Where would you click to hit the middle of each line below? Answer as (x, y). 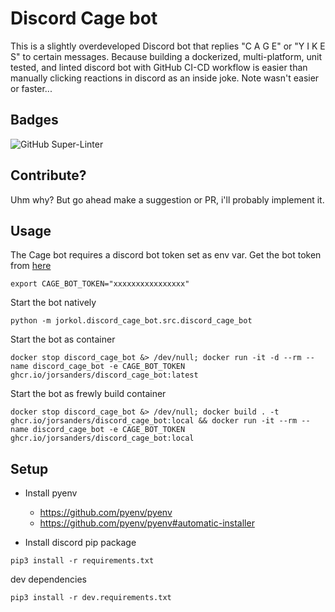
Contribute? (48, 175)
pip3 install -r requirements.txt (82, 561)
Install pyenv (51, 493)
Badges (34, 120)
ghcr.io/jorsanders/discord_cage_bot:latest (104, 375)
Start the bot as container (63, 339)
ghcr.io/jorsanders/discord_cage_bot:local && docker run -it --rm (154, 421)
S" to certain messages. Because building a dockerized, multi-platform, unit (166, 56)
